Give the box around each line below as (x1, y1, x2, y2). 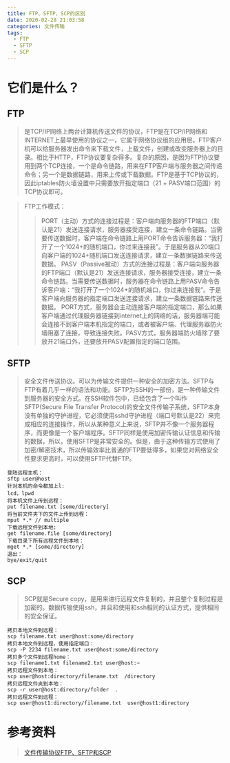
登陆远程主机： (7, 469, 43, 476)
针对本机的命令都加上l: (7, 483, 65, 490)
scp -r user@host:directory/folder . (7, 686, 118, 693)
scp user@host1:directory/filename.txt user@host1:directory (7, 700, 189, 707)
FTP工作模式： (23, 202, 67, 210)
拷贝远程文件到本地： (7, 667, 59, 673)
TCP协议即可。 (23, 187, 67, 196)
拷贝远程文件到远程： (7, 693, 59, 700)
